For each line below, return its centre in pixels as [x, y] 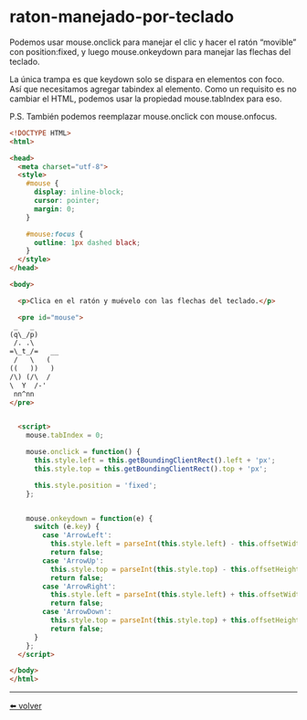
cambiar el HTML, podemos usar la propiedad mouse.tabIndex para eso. [146, 99]
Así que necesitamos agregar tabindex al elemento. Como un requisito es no [153, 89]
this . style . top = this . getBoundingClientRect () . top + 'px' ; [150, 469]
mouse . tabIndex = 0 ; [65, 436]
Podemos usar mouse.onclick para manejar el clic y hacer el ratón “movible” [153, 42]
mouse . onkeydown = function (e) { [90, 518]
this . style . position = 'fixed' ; [95, 485]
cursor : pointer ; [67, 201]
